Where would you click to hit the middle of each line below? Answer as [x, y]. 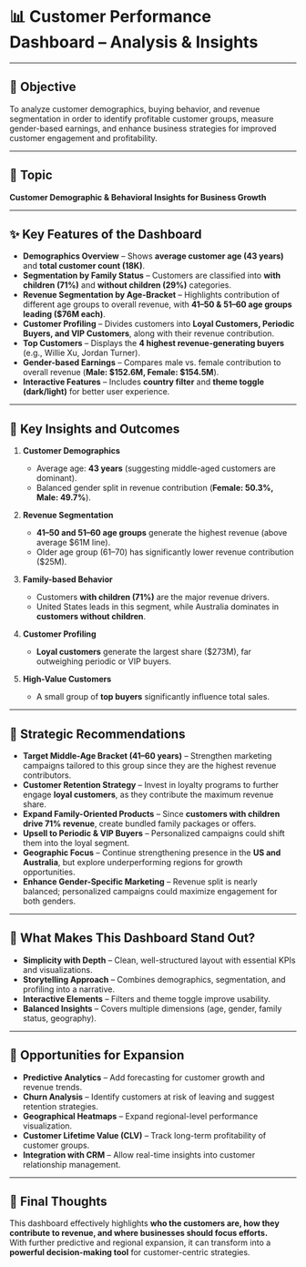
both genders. [49, 901]
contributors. [47, 775]
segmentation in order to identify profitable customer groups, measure [142, 118]
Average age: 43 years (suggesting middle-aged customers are [156, 468]
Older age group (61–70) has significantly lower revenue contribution [165, 552]
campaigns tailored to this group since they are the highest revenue [149, 766]
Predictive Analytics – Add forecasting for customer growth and [144, 1077]
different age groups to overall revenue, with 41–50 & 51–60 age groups [158, 304]
